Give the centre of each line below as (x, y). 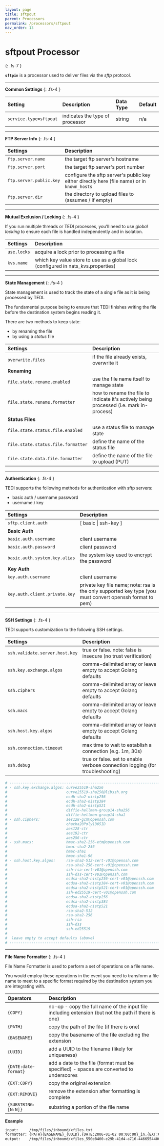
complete (59, 1097)
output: (13, 1139)
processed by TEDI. (25, 298)
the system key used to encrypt (116, 555)
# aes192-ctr (47, 833)
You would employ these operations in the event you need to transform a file (82, 976)
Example (14, 1121)
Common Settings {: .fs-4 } (33, 89)
